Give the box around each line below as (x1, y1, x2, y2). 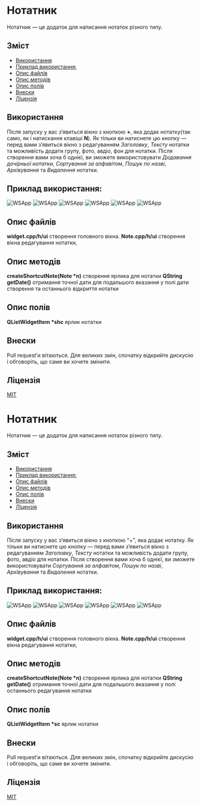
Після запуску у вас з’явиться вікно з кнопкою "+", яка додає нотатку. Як (7, 537, 194, 544)
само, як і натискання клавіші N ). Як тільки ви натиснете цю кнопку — (7, 134, 187, 141)
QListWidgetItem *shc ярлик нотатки (7, 318, 102, 325)
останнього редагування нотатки (7, 687, 92, 695)
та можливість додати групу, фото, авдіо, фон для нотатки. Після (7, 147, 173, 154)
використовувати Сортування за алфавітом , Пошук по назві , (7, 562, 163, 569)
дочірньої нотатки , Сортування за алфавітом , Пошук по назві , (7, 160, 166, 167)
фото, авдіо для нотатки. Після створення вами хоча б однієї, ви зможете (7, 556, 195, 563)
